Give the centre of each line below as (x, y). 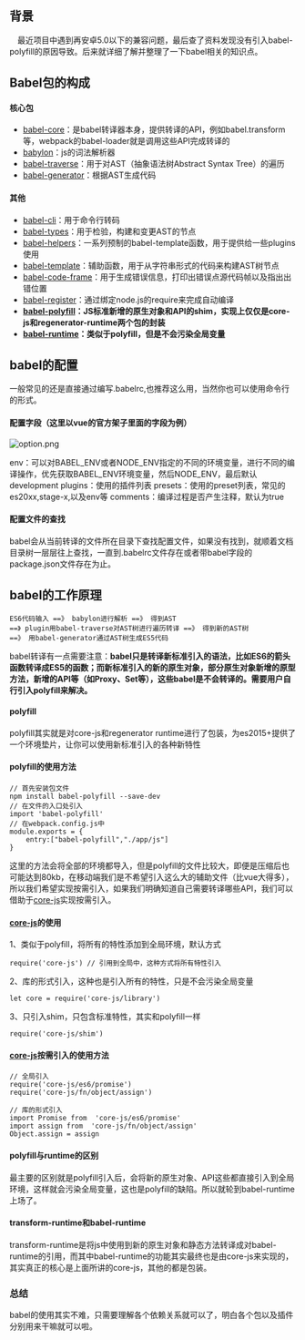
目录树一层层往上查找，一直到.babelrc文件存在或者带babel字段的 (131, 552)
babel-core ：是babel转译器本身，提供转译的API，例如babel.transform (154, 129)
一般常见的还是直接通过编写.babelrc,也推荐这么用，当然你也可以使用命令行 (149, 389)
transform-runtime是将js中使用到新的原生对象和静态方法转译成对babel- (143, 1244)
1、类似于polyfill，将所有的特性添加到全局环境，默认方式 (115, 945)
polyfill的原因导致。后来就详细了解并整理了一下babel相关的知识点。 (136, 51)
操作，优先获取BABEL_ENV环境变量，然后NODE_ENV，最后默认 (137, 474)
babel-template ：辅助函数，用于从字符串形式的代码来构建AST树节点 (151, 265)
